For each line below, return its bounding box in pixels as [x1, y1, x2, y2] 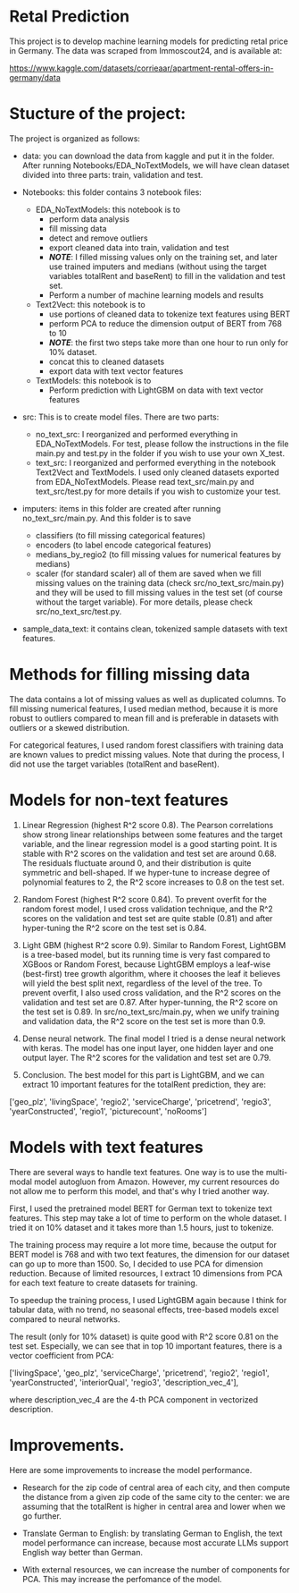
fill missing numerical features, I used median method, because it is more [9, 703, 278, 714]
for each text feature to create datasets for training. [9, 1277, 198, 1288]
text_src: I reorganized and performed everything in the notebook [35, 457, 277, 468]
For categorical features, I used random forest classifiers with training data [9, 740, 284, 750]
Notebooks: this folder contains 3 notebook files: [21, 186, 203, 198]
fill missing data [48, 223, 107, 233]
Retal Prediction [9, 6, 130, 27]
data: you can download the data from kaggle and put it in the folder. [21, 150, 275, 161]
